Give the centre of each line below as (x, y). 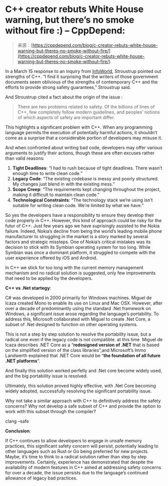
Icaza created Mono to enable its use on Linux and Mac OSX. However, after (84, 303)
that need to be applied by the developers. (49, 278)
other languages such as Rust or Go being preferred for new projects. (77, 451)
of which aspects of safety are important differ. (66, 117)
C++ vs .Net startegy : (28, 288)
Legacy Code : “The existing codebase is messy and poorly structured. (86, 178)
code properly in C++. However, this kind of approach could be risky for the (83, 220)
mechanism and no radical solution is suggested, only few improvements (80, 273)
